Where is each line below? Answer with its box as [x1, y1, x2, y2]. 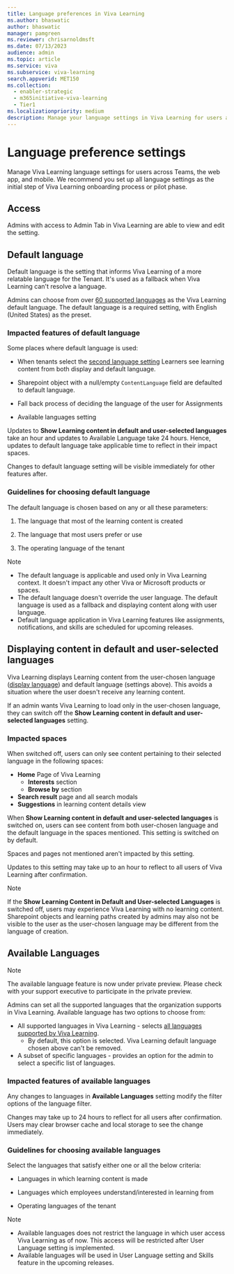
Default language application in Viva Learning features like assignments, [17, 615, 225, 624]
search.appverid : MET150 [7, 75, 79, 83]
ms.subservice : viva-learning [7, 69, 95, 76]
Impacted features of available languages [7, 1076, 151, 1086]
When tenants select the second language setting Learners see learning [17, 357, 224, 366]
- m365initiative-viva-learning [13, 95, 108, 102]
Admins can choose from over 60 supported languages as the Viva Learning [7, 296, 226, 304]
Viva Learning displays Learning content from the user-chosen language [7, 673, 216, 681]
